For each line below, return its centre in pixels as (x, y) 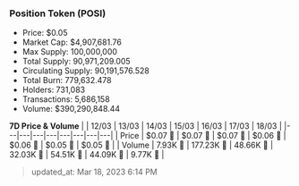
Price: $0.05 (45, 33)
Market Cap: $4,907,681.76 (72, 42)
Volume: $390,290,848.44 (71, 109)
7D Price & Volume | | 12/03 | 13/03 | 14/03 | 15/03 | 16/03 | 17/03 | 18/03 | (145, 126)
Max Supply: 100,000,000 (70, 52)
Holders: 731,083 (54, 90)
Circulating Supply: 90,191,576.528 (85, 71)
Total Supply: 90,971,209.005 (77, 62)
